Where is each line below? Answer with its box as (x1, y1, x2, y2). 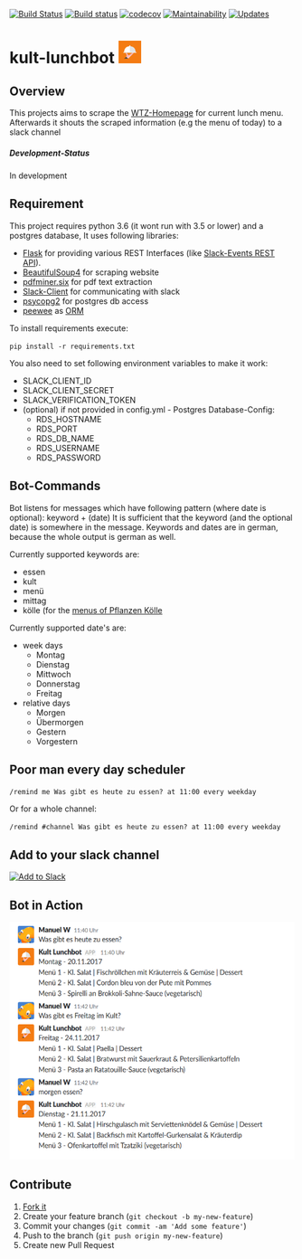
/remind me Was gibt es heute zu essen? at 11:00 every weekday (9, 788, 257, 797)
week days (22, 639, 63, 650)
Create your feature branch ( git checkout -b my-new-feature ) (22, 1210, 254, 1221)
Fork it (22, 1201, 47, 1212)
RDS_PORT (35, 423, 79, 434)
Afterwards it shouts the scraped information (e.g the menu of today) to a (9, 118, 283, 128)
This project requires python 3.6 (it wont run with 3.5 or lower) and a (9, 220, 264, 231)
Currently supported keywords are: (9, 548, 140, 560)
